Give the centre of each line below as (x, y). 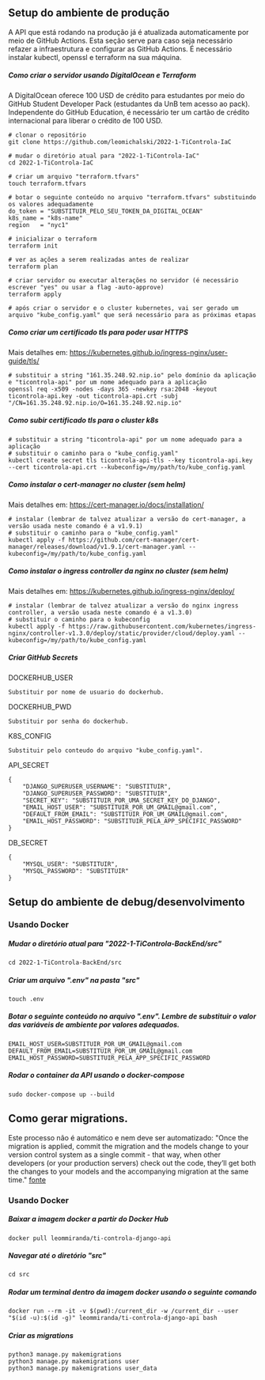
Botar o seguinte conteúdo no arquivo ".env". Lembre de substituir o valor (132, 1016)
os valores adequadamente (51, 204)
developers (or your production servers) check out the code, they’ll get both (132, 1163)
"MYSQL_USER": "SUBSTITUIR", (70, 864)
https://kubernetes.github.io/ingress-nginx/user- (149, 352)
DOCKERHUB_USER (41, 677)
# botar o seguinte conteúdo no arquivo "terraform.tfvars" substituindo (132, 197)
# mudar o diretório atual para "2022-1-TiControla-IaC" (104, 156)
